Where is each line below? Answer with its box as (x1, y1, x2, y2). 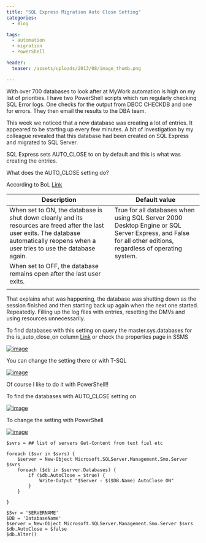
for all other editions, (114, 236, 174, 245)
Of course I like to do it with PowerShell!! (6, 380, 109, 388)
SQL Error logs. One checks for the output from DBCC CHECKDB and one (6, 101, 193, 108)
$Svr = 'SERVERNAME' (6, 510, 59, 516)
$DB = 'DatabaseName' (6, 515, 62, 522)
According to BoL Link (6, 180, 63, 188)
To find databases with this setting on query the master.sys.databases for (6, 326, 193, 334)
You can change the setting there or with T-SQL (6, 356, 127, 364)
